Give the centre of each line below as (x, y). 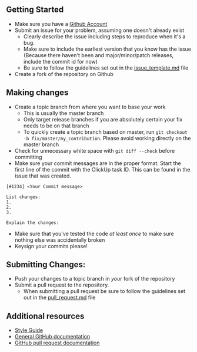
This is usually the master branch (64, 113)
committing (28, 157)
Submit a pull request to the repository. (62, 285)
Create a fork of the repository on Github (64, 74)
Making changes (37, 93)
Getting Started (35, 10)
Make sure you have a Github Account (61, 24)
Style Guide (29, 330)
